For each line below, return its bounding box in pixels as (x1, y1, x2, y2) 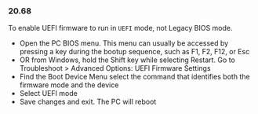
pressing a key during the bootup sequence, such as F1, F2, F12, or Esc (19, 47, 250, 57)
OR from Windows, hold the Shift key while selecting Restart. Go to (19, 55, 235, 64)
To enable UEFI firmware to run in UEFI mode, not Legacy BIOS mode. (8, 24, 233, 33)
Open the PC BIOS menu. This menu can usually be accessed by (19, 39, 229, 48)
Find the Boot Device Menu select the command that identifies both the (19, 72, 250, 82)
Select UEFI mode (19, 89, 78, 98)
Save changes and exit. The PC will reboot (19, 97, 157, 107)
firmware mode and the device (19, 80, 119, 90)
